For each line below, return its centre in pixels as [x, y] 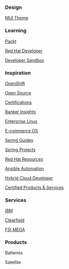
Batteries [14, 253]
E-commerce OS [21, 130]
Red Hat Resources [24, 159]
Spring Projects [20, 149]
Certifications [19, 102]
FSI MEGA [15, 230]
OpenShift [15, 83]
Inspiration [18, 73]
